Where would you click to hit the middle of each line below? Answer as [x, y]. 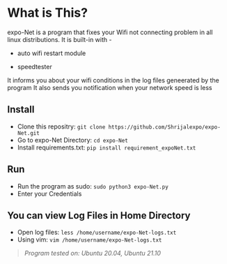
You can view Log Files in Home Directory [99, 215]
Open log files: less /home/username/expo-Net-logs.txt [97, 233]
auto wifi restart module [52, 53]
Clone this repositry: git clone [61, 126]
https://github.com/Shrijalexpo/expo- [164, 127]
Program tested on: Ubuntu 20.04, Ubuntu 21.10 [93, 254]
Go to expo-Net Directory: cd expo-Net [73, 140]
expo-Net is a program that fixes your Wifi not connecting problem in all [110, 32]
